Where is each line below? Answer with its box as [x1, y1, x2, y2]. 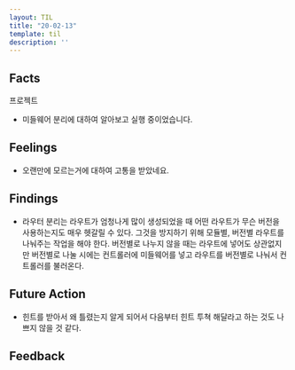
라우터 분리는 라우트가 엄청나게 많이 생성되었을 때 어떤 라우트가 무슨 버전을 [21, 216, 281, 226]
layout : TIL [9, 12, 53, 22]
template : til [9, 29, 62, 38]
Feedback [9, 348, 66, 364]
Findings [9, 192, 59, 207]
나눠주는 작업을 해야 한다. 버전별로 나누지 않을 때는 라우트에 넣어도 [21, 238, 252, 248]
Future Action [9, 287, 86, 302]
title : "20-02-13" [9, 21, 77, 30]
